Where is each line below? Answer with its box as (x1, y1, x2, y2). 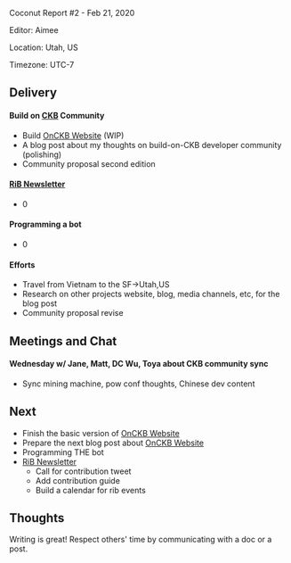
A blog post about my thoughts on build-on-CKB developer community (21, 139, 282, 150)
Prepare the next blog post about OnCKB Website (21, 437, 205, 448)
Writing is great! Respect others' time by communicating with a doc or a (9, 534, 272, 545)
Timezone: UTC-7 (9, 60, 75, 70)
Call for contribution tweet (35, 466, 132, 476)
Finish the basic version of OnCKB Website (21, 427, 180, 438)
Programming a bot (9, 219, 82, 230)
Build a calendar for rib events (35, 484, 147, 495)
